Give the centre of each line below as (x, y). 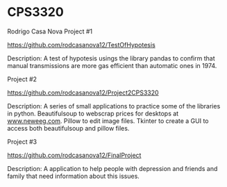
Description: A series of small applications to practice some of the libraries (114, 106)
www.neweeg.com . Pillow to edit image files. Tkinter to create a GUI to (108, 121)
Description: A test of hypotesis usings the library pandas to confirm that (111, 58)
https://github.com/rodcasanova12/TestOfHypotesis (82, 44)
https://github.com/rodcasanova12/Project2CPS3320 (83, 92)
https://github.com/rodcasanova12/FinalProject (74, 155)
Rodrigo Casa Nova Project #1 (50, 31)
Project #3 (22, 141)
